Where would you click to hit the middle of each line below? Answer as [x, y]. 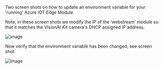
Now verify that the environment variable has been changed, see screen [79, 46]
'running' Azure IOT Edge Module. [40, 12]
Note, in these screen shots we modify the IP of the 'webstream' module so [82, 22]
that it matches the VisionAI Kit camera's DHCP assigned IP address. [75, 27]
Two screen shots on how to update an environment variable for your [75, 7]
